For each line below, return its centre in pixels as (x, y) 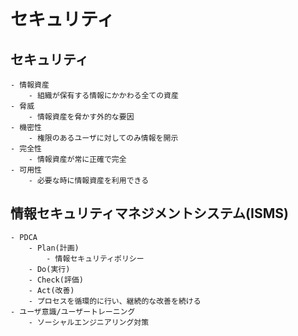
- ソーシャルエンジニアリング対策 (89, 322)
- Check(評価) (56, 280)
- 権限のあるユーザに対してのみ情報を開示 (103, 138)
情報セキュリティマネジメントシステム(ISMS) (149, 213)
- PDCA (24, 237)
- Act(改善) (51, 290)
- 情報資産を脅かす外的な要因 (81, 117)
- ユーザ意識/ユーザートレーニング (73, 311)
